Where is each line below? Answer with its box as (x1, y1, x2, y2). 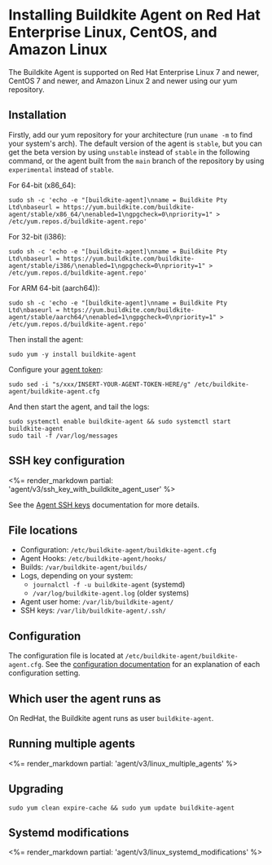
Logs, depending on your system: (20, 571, 134, 581)
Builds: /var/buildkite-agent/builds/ (20, 562, 148, 572)
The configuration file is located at (8, 651, 124, 661)
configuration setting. (8, 668, 81, 678)
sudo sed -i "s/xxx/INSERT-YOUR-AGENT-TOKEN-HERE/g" (8, 380, 191, 389)
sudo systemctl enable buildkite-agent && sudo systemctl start (8, 417, 231, 425)
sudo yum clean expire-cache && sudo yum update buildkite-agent (8, 804, 235, 812)
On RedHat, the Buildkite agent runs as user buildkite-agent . (8, 714, 214, 722)
